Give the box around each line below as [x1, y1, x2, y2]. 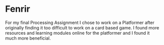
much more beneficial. [5, 35, 51, 41]
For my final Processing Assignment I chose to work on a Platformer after [5, 20, 155, 25]
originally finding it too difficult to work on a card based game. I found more [5, 24, 160, 30]
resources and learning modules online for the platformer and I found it [5, 30, 150, 36]
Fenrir [5, 3, 31, 15]
